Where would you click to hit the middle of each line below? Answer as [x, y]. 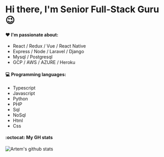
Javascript [24, 93]
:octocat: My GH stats [29, 138]
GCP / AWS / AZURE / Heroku [44, 62]
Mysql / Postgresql [33, 57]
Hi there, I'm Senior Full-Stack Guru [82, 9]
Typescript [24, 87]
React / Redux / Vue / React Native [49, 46]
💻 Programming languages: [36, 74]
